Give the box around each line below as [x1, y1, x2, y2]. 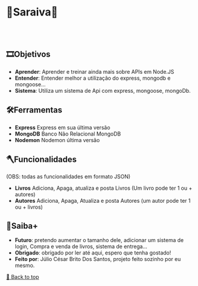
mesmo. [14, 262, 35, 269]
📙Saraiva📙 [6, 5, 58, 19]
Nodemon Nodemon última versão [14, 136, 100, 143]
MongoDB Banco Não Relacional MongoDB [14, 130, 121, 137]
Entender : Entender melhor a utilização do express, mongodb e [14, 74, 171, 81]
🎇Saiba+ [6, 221, 39, 231]
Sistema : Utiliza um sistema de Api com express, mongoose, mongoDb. [14, 87, 191, 94]
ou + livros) [14, 203, 43, 210]
